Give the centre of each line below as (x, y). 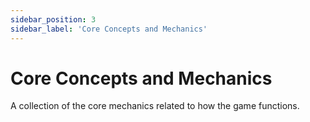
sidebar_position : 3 (53, 19)
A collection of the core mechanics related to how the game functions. (155, 106)
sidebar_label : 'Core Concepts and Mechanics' (109, 29)
